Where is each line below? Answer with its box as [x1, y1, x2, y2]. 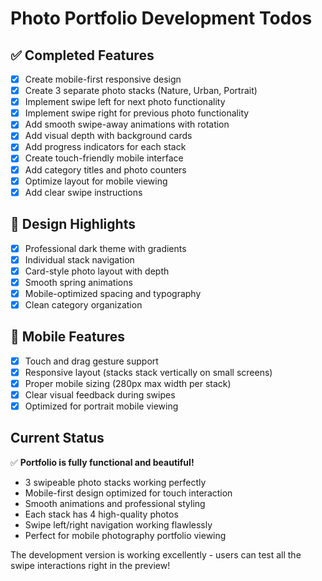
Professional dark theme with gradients [24, 242, 187, 254]
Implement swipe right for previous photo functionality [24, 107, 250, 119]
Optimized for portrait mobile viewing [24, 400, 179, 412]
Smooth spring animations [24, 276, 133, 288]
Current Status [10, 430, 105, 447]
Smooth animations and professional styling [24, 497, 206, 509]
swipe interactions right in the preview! [10, 559, 171, 571]
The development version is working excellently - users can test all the [10, 548, 302, 561]
